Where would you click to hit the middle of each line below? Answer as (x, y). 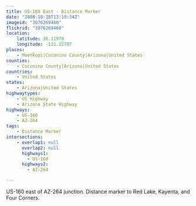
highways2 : (35, 164)
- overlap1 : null (38, 142)
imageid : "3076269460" (34, 22)
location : (18, 33)
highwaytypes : (23, 93)
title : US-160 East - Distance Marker (53, 11)
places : (16, 50)
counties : (18, 60)
